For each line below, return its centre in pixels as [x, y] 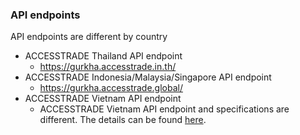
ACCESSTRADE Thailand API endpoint [103, 56]
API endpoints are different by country [89, 37]
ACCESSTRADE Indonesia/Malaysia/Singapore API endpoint [148, 77]
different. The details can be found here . [123, 120]
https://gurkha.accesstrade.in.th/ [108, 67]
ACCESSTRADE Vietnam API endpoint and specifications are [164, 109]
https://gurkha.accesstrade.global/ [111, 88]
